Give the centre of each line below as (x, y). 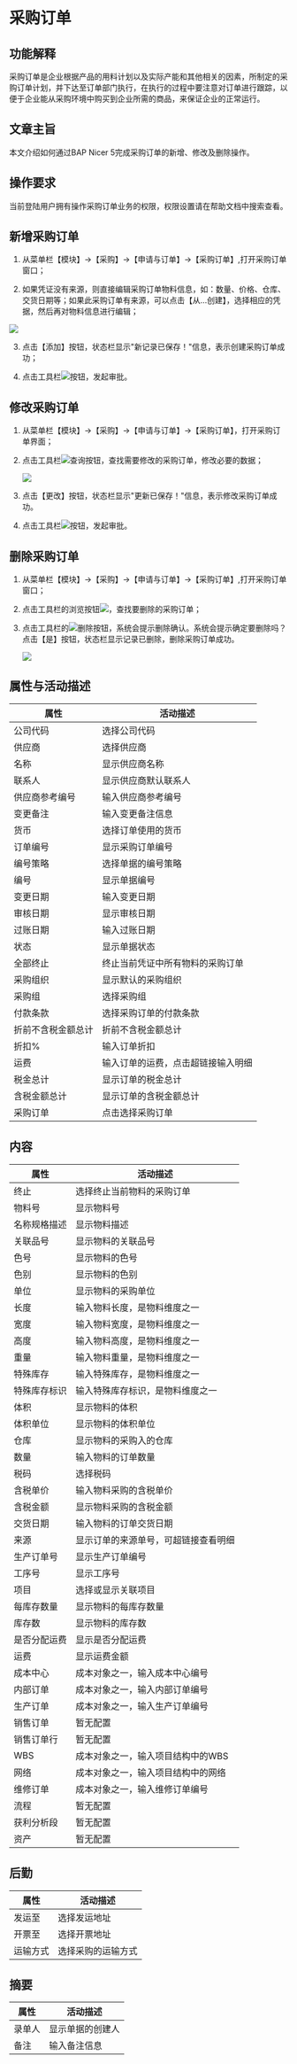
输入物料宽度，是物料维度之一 (138, 1323)
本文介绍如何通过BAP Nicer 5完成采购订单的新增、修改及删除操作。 (132, 152)
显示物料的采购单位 (116, 1291)
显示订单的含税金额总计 (151, 1096)
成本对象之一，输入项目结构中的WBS (152, 1756)
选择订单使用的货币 (142, 830)
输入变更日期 (129, 896)
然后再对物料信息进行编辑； (88, 312)
